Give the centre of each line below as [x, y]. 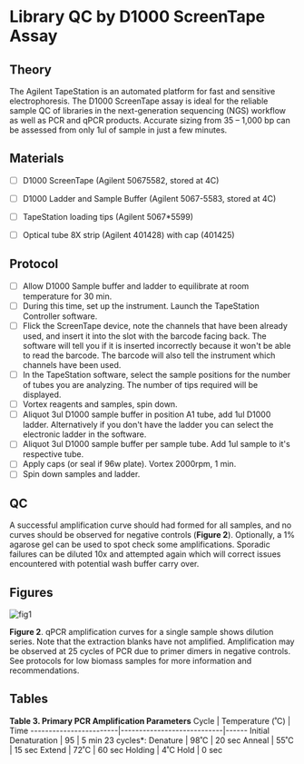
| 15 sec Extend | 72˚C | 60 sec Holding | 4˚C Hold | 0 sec [116, 749]
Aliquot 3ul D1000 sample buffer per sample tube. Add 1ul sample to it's [156, 444]
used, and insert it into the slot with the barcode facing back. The [145, 336]
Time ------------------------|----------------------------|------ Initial [140, 730]
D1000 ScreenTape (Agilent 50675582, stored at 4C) [121, 180]
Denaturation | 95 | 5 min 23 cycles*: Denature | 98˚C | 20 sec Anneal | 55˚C [152, 740]
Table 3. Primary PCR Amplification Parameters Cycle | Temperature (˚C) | [150, 720]
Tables [29, 699]
